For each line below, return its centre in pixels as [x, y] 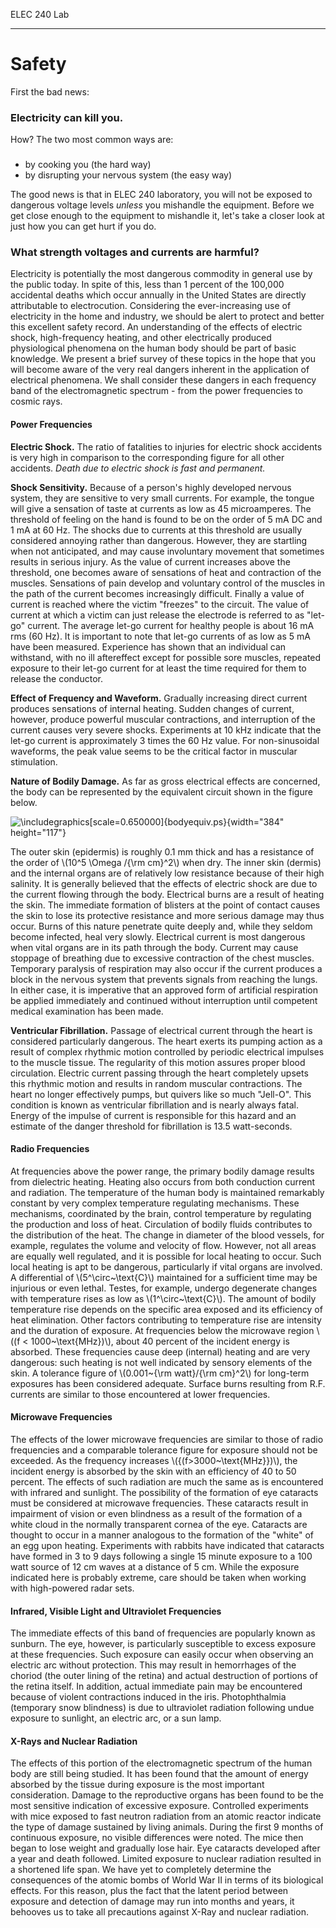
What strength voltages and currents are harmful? [135, 252]
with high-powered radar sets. [72, 1588]
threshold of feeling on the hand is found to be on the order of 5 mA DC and [166, 519]
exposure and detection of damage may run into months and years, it [152, 1901]
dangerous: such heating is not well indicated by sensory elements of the [161, 1362]
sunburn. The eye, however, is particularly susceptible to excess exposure [163, 1644]
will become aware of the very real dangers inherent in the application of [160, 370]
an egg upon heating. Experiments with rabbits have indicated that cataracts [167, 1546]
